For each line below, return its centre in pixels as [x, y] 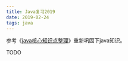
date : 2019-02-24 [28, 17]
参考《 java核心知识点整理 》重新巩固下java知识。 [66, 41]
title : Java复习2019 [31, 12]
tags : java [20, 23]
